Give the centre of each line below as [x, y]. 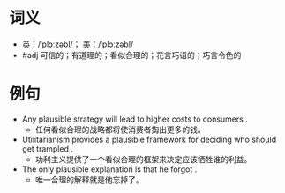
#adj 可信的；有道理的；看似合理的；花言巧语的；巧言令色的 [131, 55]
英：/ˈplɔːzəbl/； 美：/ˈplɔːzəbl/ [78, 44]
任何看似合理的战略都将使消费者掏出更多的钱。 [120, 130]
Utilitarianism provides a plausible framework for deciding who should [149, 139]
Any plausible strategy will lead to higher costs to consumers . [135, 119]
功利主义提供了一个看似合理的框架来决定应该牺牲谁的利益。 [143, 159]
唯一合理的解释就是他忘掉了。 [89, 179]
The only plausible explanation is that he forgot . [109, 169]
